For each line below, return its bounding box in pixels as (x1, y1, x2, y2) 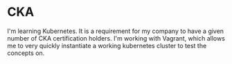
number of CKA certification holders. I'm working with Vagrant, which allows (7, 34, 225, 42)
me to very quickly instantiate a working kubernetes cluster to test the (7, 41, 207, 50)
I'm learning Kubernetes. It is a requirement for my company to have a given (7, 27, 224, 35)
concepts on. (7, 49, 45, 57)
